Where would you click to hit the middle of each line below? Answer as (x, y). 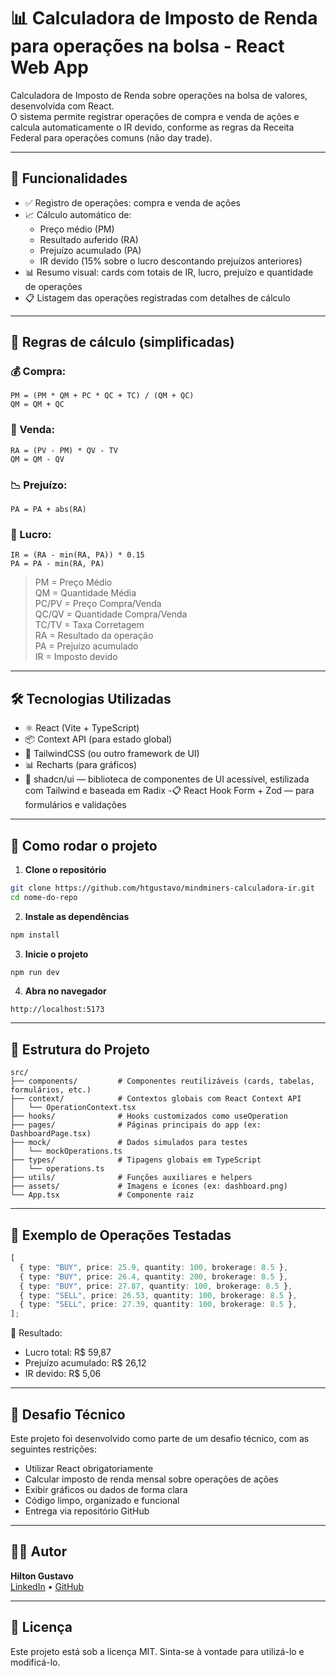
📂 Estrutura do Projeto (80, 1049)
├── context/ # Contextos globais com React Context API (156, 1099)
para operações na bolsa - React (147, 46)
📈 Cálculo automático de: (78, 214)
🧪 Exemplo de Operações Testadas (121, 1235)
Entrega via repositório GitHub (87, 1511)
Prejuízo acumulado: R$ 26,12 (85, 1363)
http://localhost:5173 (57, 1010)
